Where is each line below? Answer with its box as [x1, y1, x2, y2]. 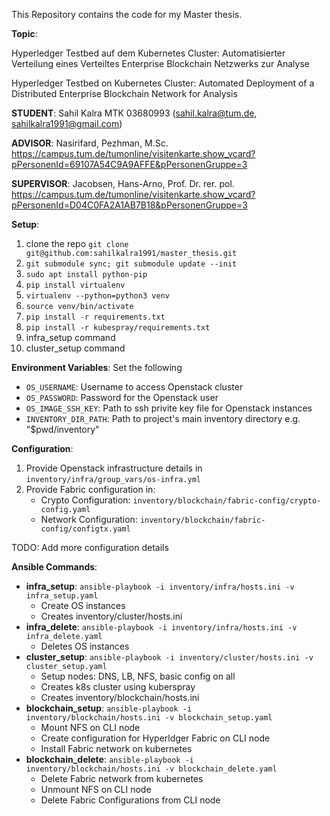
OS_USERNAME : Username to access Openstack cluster [25, 381, 244, 393]
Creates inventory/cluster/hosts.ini [40, 610, 183, 622]
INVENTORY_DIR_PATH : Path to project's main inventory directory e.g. [25, 413, 301, 424]
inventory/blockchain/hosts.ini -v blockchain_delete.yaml [25, 764, 278, 774]
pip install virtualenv [25, 280, 126, 290]
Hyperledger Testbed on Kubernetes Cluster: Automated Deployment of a [11, 77, 315, 89]
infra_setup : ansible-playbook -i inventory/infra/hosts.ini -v [25, 580, 295, 592]
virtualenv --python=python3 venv [25, 291, 170, 301]
